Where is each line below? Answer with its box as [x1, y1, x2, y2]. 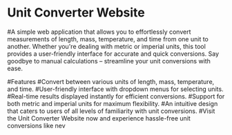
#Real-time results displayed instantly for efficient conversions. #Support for [7, 92, 225, 101]
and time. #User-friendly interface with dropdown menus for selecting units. [7, 85, 224, 93]
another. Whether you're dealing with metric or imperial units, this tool [7, 42, 206, 50]
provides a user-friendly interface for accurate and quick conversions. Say [7, 50, 220, 58]
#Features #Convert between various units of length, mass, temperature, [7, 77, 215, 85]
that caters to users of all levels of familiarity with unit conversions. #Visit [7, 107, 215, 115]
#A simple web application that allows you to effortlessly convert [7, 28, 191, 36]
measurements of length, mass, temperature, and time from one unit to [7, 34, 209, 43]
